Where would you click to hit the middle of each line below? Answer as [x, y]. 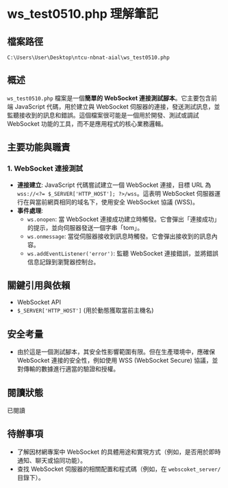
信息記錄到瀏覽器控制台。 [63, 261]
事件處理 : [30, 210]
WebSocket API [39, 303]
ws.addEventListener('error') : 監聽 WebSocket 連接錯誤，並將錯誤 [123, 253]
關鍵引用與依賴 [39, 285]
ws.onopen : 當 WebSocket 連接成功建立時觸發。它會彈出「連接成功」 [124, 219]
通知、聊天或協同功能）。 [52, 460]
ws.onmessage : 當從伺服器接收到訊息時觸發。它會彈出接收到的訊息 [119, 236]
